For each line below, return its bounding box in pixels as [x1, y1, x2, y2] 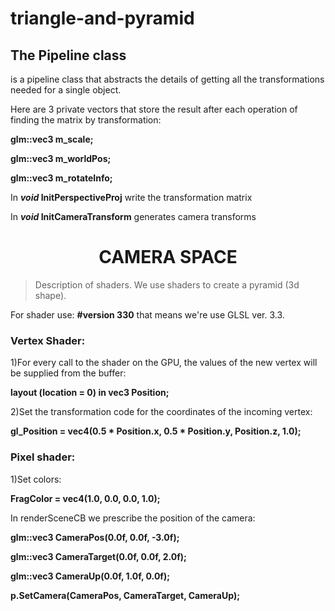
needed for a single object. [10, 84, 122, 96]
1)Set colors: [10, 473, 62, 485]
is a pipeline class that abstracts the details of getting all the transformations [10, 73, 325, 85]
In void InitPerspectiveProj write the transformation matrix [10, 192, 253, 203]
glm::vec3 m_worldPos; [10, 153, 112, 164]
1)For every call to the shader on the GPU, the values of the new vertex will [10, 357, 318, 369]
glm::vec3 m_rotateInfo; [10, 172, 113, 184]
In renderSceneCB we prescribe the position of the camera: [10, 512, 256, 524]
